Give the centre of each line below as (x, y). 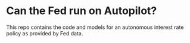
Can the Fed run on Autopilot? (82, 11)
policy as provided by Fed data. (45, 33)
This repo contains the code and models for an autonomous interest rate (95, 27)
